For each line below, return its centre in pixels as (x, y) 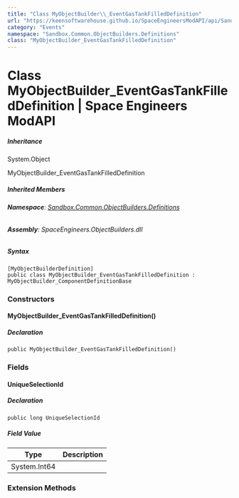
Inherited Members (36, 189)
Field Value (24, 434)
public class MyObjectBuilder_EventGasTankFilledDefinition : (101, 275)
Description (83, 455)
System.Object (29, 159)
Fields (18, 368)
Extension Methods (42, 487)
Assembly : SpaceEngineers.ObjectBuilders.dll (75, 229)
